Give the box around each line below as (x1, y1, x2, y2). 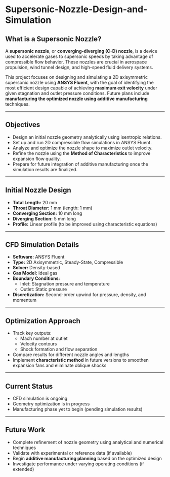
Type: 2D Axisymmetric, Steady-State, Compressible (12, 259, 123, 265)
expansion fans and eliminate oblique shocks (12, 362, 107, 369)
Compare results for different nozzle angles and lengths (12, 352, 129, 358)
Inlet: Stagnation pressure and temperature (20, 281, 110, 287)
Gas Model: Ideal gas (12, 270, 58, 276)
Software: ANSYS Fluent (12, 254, 65, 260)
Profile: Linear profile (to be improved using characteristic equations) (12, 221, 158, 227)
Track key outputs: (12, 330, 52, 336)
